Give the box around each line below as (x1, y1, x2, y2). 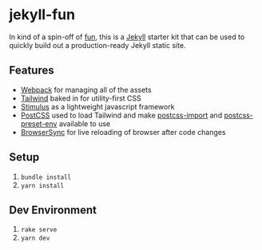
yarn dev (20, 234, 50, 243)
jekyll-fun (9, 6, 75, 24)
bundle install (20, 173, 72, 181)
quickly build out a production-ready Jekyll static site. (9, 40, 186, 50)
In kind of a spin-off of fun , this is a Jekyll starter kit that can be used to (9, 32, 245, 42)
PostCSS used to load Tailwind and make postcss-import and (20, 110, 223, 120)
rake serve (20, 226, 58, 234)
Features (9, 64, 54, 77)
